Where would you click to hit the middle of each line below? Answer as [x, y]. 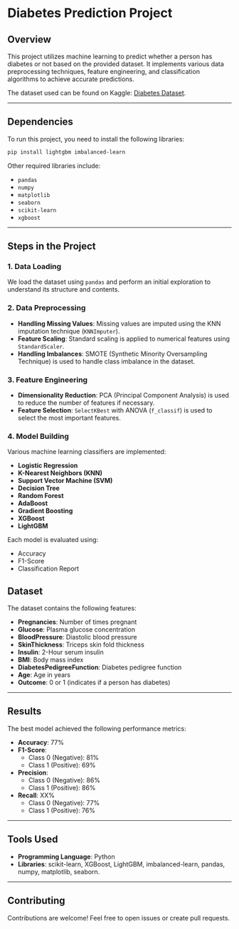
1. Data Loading [34, 266]
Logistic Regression [48, 466]
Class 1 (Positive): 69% [62, 765]
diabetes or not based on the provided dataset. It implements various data [116, 64]
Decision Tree [39, 488]
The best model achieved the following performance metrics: [97, 728]
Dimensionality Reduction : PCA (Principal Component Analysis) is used [123, 395]
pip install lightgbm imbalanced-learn [67, 152]
